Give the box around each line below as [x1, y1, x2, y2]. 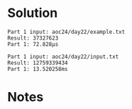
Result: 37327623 [7, 34, 59, 42]
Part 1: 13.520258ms [7, 65, 69, 72]
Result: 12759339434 [7, 59, 69, 67]
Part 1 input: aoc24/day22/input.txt [7, 53, 119, 60]
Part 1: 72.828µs [7, 40, 59, 47]
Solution [7, 5, 58, 21]
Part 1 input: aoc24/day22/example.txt [7, 28, 126, 35]
